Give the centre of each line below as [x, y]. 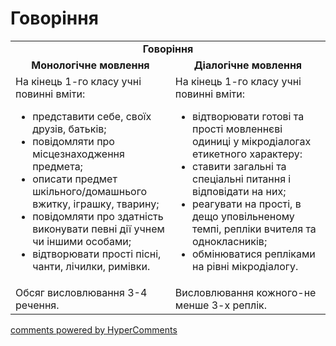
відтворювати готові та [248, 116]
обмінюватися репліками [254, 254]
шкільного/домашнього [89, 191]
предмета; [57, 166]
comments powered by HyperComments [94, 329]
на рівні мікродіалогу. [245, 266]
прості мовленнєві [237, 129]
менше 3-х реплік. [221, 305]
